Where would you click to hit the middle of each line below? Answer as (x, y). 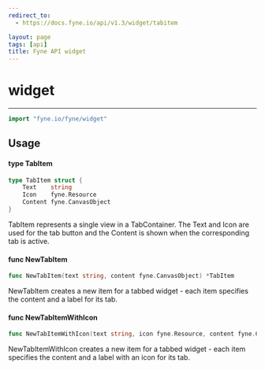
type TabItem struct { (45, 180)
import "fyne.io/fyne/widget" (58, 119)
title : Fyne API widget (47, 52)
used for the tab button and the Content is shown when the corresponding (129, 232)
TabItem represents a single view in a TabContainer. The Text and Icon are (129, 224)
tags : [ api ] (28, 44)
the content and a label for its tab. (63, 299)
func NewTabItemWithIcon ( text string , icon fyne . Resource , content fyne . (132, 334)
